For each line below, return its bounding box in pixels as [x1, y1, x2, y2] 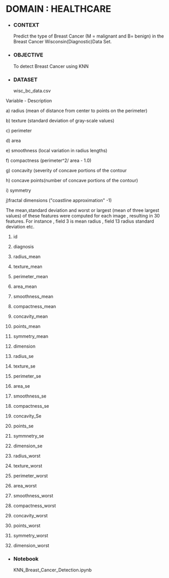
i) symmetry [6, 187, 31, 193]
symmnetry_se [13, 433, 44, 439]
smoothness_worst [13, 493, 53, 499]
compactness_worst [13, 502, 56, 509]
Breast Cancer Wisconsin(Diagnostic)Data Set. [13, 39, 112, 45]
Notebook [13, 555, 39, 562]
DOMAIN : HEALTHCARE [6, 3, 112, 15]
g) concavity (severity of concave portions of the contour [6, 168, 127, 174]
